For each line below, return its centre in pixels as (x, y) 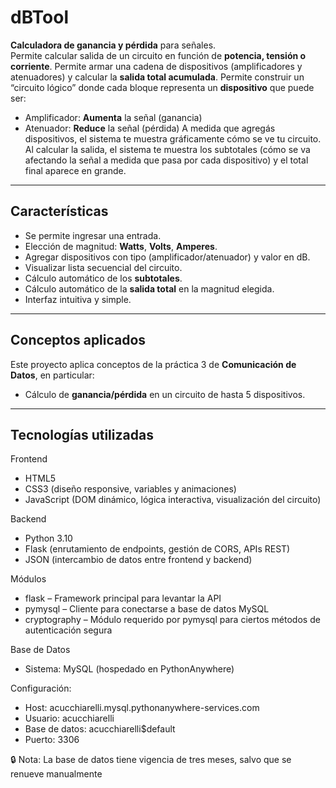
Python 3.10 (48, 538)
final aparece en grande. (75, 170)
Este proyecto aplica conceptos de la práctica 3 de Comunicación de (153, 364)
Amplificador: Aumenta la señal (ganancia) (113, 117)
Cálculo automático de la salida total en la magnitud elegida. (149, 288)
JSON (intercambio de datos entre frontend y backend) (138, 560)
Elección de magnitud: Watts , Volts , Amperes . (121, 246)
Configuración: (41, 688)
